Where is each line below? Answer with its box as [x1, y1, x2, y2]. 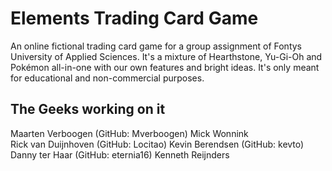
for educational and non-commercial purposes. [10, 72, 205, 84]
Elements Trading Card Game [10, 7, 259, 30]
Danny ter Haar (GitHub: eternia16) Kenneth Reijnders [10, 148, 230, 161]
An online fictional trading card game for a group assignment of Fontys [10, 40, 302, 52]
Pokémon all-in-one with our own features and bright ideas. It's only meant [10, 61, 320, 73]
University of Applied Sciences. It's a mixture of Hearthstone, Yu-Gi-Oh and [10, 50, 323, 62]
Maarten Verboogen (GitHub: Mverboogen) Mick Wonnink [10, 127, 249, 139]
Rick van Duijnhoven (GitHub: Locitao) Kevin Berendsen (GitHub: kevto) [10, 138, 305, 150]
